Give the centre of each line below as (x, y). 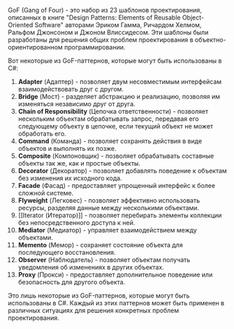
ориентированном (36, 47)
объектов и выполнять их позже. (67, 148)
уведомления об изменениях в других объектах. (91, 267)
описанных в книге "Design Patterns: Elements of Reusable (94, 17)
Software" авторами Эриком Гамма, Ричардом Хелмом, (118, 25)
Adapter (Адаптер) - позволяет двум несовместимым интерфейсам (120, 82)
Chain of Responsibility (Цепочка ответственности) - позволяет (113, 111)
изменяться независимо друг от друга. (76, 104)
